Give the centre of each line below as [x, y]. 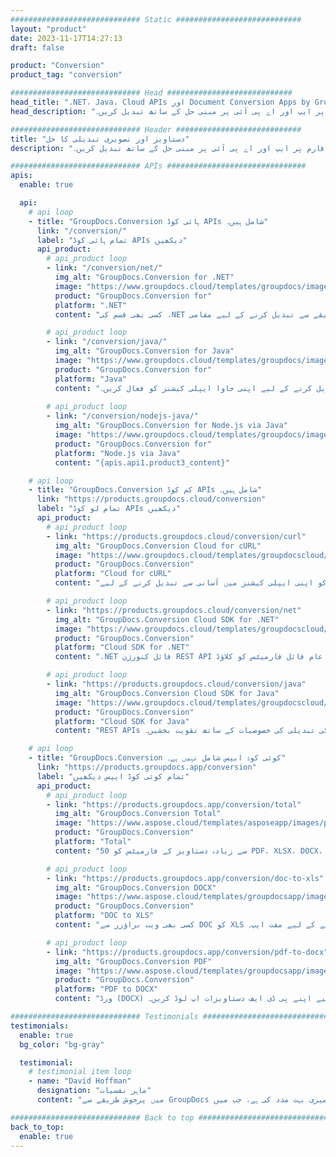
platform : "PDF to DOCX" [106, 989]
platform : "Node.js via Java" [118, 453]
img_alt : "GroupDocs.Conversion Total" [138, 814]
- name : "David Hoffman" [80, 1081]
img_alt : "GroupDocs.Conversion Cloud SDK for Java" [167, 693]
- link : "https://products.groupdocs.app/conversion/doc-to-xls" [185, 878]
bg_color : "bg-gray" [62, 1044]
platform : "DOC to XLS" [104, 916]
